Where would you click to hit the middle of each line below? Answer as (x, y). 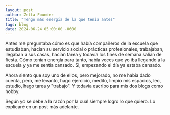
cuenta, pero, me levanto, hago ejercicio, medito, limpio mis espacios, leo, (83, 81)
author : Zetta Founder (29, 15)
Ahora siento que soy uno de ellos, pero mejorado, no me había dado (78, 75)
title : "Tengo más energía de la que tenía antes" (60, 19)
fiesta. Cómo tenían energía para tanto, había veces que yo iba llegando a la (85, 60)
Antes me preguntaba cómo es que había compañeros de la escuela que (82, 43)
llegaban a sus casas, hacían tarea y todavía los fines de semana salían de (83, 55)
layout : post (19, 10)
